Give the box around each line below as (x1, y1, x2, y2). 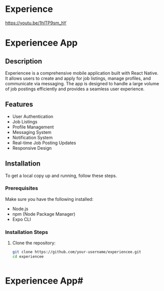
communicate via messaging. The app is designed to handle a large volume (5, 80, 160, 86)
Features (5, 100, 33, 109)
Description (5, 57, 42, 65)
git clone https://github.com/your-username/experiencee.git (12, 249, 142, 255)
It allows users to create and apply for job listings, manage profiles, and (5, 75, 151, 81)
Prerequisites (5, 185, 38, 192)
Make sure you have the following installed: (5, 196, 94, 202)
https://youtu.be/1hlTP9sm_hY (5, 20, 67, 26)
